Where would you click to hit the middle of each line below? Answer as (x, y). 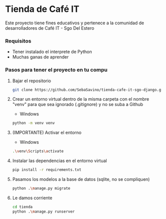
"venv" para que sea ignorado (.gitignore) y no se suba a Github (78, 105)
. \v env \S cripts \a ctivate (38, 151)
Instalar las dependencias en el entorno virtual (60, 161)
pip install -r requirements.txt (47, 170)
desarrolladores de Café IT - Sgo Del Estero (50, 28)
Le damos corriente (32, 198)
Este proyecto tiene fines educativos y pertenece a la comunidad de (75, 23)
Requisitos (18, 41)
